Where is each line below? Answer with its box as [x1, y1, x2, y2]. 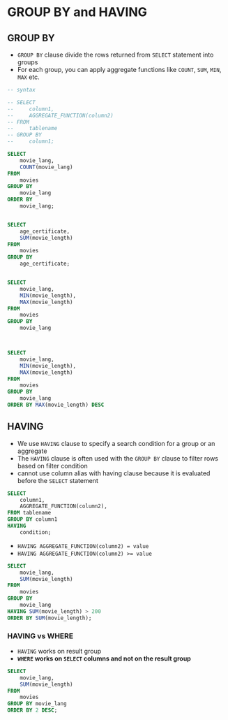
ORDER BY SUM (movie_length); [7, 614, 92, 621]
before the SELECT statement [17, 476, 99, 484]
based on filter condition [17, 461, 89, 470]
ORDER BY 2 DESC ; [7, 707, 58, 714]
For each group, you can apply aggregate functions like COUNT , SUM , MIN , [17, 66, 222, 73]
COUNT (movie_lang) [20, 164, 73, 171]
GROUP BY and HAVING [7, 4, 148, 20]
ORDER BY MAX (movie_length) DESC [7, 401, 105, 408]
